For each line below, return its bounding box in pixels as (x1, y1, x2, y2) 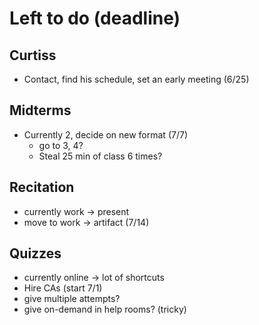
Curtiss (9, 47, 57, 64)
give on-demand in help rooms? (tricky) (23, 303, 187, 316)
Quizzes (9, 245, 62, 262)
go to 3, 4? (38, 139, 84, 151)
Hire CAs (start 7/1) (23, 282, 103, 294)
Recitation (9, 179, 75, 196)
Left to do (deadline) (9, 7, 181, 30)
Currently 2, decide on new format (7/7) (23, 128, 188, 141)
